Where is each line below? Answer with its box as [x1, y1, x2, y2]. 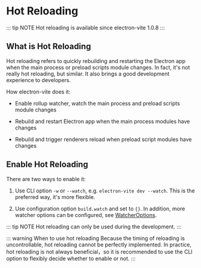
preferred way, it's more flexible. [14, 193, 95, 200]
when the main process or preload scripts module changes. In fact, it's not [6, 64, 190, 71]
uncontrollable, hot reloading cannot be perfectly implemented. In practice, [6, 241, 192, 248]
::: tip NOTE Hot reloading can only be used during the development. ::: [6, 223, 182, 230]
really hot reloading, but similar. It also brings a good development [6, 70, 170, 77]
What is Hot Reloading [6, 41, 91, 52]
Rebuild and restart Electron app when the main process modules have [14, 118, 190, 125]
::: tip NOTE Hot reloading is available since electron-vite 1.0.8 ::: [6, 24, 165, 31]
